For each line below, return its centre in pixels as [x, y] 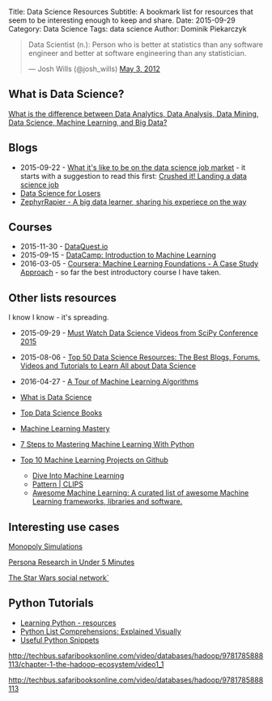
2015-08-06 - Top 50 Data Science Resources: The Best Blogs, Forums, [140, 357]
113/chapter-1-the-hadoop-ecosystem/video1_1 [86, 664]
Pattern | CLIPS [57, 484]
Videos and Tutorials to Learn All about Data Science [108, 366]
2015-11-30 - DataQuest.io [64, 247]
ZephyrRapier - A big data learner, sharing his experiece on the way [133, 202]
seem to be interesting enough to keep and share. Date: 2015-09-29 [122, 20]
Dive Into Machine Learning [78, 476]
